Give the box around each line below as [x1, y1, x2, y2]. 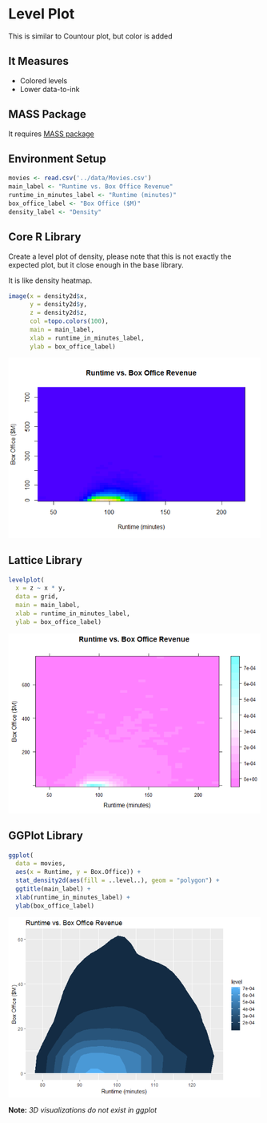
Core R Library [8, 230, 82, 244]
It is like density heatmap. [8, 276, 93, 285]
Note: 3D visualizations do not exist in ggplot [8, 1105, 157, 1114]
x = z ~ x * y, [15, 584, 66, 593]
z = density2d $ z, [29, 309, 88, 317]
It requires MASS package [8, 129, 94, 139]
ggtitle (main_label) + [15, 885, 91, 893]
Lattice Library [8, 553, 82, 567]
